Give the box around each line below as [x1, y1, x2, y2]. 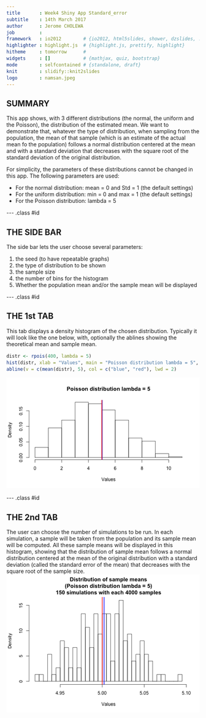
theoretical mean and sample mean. [6, 340, 97, 347]
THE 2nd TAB [6, 512, 58, 523]
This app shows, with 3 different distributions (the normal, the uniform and [6, 114, 194, 122]
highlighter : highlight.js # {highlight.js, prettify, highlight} [6, 42, 185, 49]
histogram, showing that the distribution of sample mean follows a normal [6, 548, 192, 556]
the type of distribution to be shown [15, 262, 106, 269]
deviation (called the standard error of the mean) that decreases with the [6, 561, 190, 569]
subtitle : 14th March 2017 [6, 16, 86, 23]
